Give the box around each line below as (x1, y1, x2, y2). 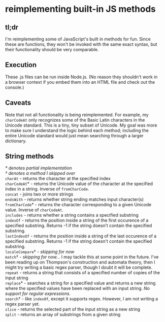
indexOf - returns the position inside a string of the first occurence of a (5, 218, 149, 224)
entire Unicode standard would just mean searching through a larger (5, 132, 144, 138)
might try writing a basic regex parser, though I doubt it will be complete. (5, 264, 153, 270)
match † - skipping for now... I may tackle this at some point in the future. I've (5, 254, 159, 260)
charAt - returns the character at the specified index (5, 176, 111, 182)
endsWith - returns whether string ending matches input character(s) (5, 196, 144, 202)
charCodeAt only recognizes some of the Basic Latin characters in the (5, 117, 145, 123)
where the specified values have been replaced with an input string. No (5, 286, 150, 291)
